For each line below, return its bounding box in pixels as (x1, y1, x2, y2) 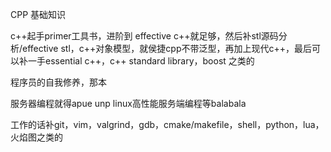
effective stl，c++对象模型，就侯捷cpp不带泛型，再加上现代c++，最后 (22, 43, 312, 54)
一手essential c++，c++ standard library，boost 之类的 (27, 55, 255, 67)
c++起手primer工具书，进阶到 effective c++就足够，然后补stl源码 (10, 30, 279, 42)
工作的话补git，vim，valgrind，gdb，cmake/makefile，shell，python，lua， (10, 119, 325, 130)
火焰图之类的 (10, 131, 63, 143)
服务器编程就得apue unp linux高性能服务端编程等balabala (10, 98, 247, 109)
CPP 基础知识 (10, 9, 67, 20)
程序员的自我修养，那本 (10, 76, 107, 88)
